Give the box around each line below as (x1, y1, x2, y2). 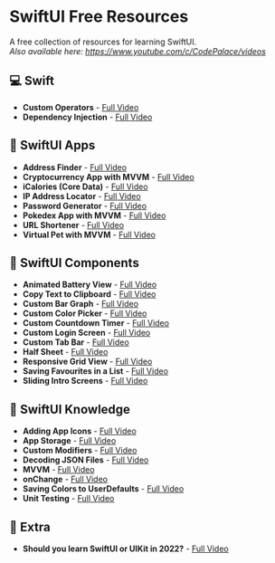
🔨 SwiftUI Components (9, 255, 140, 271)
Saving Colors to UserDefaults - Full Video (22, 483, 185, 494)
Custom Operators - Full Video (22, 101, 139, 112)
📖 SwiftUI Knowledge (9, 401, 131, 417)
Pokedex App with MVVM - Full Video (22, 210, 166, 221)
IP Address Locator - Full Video (22, 190, 142, 201)
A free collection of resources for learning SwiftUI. (9, 36, 197, 47)
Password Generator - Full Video (22, 200, 147, 211)
